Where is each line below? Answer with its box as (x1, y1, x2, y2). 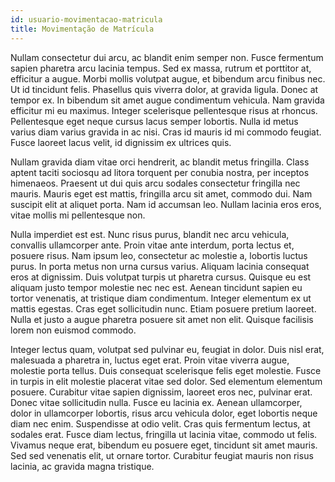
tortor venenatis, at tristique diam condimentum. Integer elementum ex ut (10, 292, 312, 304)
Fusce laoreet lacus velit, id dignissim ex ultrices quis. (10, 136, 232, 148)
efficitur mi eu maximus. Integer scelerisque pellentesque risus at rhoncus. (10, 104, 318, 116)
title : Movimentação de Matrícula (10, 24, 155, 34)
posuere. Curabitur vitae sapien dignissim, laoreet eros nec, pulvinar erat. (10, 386, 313, 398)
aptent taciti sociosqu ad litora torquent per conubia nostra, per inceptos (10, 166, 310, 178)
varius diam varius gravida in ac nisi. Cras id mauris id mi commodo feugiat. (10, 126, 322, 138)
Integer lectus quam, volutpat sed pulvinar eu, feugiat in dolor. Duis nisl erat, (10, 343, 325, 355)
